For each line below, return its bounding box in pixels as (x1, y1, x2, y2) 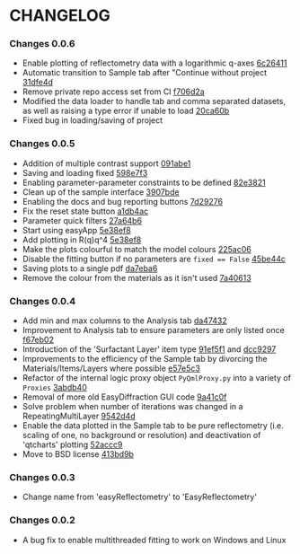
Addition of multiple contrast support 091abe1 (22, 158, 191, 169)
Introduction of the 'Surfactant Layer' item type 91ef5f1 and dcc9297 (22, 344, 277, 355)
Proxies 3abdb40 (22, 383, 87, 393)
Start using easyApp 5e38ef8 (22, 224, 132, 235)
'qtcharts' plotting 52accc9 (22, 439, 123, 450)
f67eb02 (22, 334, 54, 346)
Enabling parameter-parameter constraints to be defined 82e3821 (22, 177, 267, 188)
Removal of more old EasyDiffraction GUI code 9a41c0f (22, 391, 227, 402)
